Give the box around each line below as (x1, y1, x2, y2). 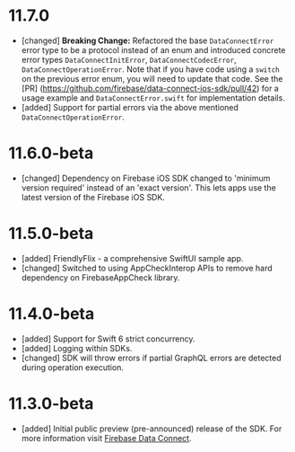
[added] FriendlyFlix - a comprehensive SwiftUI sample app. (21, 253, 244, 263)
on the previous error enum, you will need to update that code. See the (21, 73, 283, 84)
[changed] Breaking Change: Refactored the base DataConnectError (21, 35, 274, 46)
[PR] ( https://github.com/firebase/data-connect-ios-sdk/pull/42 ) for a (21, 83, 279, 93)
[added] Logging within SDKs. (21, 342, 133, 353)
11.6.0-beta (8, 143, 94, 164)
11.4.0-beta (8, 304, 95, 323)
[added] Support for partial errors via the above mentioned (21, 102, 239, 112)
